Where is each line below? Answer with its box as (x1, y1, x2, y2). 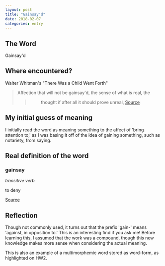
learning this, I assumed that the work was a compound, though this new (5, 235, 154, 241)
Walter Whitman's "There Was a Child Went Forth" (5, 80, 108, 86)
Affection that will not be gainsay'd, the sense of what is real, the (17, 90, 151, 96)
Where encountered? (5, 67, 73, 75)
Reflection (5, 211, 38, 219)
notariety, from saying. (5, 137, 52, 143)
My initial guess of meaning (5, 113, 93, 122)
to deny (5, 187, 21, 193)
